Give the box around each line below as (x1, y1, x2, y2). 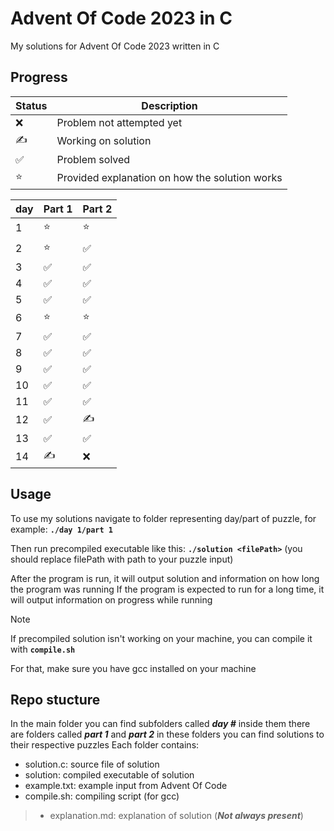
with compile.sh (10, 643, 76, 655)
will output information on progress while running (10, 593, 213, 606)
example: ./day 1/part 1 (10, 523, 113, 535)
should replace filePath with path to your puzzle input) (10, 553, 234, 565)
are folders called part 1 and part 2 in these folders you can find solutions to (10, 728, 325, 741)
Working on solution (56, 134, 152, 148)
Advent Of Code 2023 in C (10, 7, 233, 30)
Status (15, 98, 48, 112)
